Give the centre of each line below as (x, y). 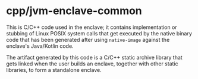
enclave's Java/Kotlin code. (40, 46)
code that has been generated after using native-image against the (88, 39)
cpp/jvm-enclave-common (74, 11)
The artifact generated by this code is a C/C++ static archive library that (94, 57)
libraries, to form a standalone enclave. (54, 70)
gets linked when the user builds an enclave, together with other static (92, 64)
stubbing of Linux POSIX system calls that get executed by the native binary (99, 33)
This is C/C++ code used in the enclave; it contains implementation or (92, 27)
